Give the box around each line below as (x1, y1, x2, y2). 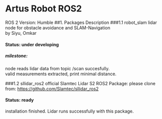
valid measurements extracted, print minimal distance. (5, 71, 117, 77)
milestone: (5, 53, 28, 59)
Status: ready (5, 97, 34, 103)
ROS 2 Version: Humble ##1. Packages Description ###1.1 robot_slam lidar (5, 19, 157, 25)
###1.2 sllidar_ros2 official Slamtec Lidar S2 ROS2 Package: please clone (5, 80, 156, 86)
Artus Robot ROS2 (5, 3, 82, 14)
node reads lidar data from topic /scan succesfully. (5, 65, 110, 71)
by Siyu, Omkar (5, 30, 37, 36)
